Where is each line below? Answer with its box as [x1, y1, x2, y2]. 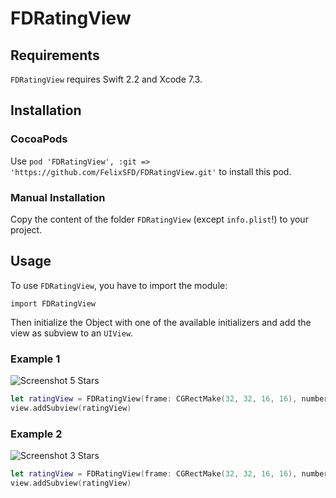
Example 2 [10, 427, 63, 441]
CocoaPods [10, 132, 68, 146]
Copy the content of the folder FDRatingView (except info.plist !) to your [10, 213, 309, 225]
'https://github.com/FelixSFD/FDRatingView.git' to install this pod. [10, 165, 292, 177]
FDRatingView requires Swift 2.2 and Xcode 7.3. [10, 73, 203, 85]
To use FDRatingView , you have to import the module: [10, 279, 228, 291]
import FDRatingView [10, 298, 97, 309]
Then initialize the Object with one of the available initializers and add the [10, 316, 312, 328]
